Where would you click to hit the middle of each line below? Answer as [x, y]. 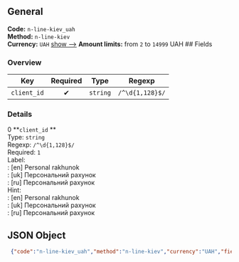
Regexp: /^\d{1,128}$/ [41, 145]
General [26, 12]
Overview [25, 62]
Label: [16, 160]
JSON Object [37, 235]
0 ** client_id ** [32, 130]
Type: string [26, 137]
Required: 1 [24, 152]
